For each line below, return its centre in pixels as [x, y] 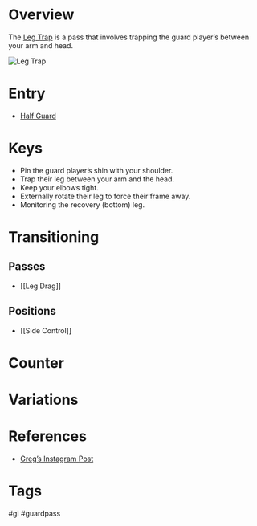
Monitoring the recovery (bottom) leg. [82, 204]
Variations [43, 400]
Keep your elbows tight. [59, 187]
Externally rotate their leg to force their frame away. [105, 196]
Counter [36, 363]
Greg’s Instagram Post [57, 459]
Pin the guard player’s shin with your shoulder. [96, 170]
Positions [32, 311]
